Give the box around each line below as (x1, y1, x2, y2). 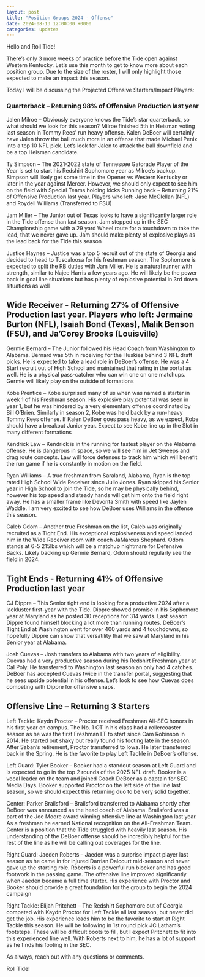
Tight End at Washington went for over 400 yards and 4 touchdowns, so (6, 626, 188, 633)
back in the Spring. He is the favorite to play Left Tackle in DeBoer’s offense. (6, 750, 199, 757)
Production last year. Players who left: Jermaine (6, 309, 193, 320)
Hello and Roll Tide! (6, 43, 56, 50)
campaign (6, 890, 32, 897)
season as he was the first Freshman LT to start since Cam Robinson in (6, 730, 185, 737)
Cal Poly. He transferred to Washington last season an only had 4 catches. (6, 664, 194, 671)
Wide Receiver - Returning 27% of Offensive (6, 299, 179, 310)
